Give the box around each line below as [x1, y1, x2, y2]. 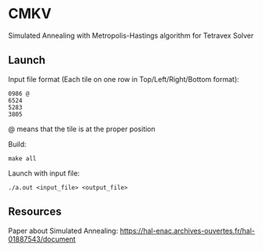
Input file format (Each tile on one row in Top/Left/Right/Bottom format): [8, 74, 239, 83]
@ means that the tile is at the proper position [8, 124, 155, 134]
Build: [8, 139, 27, 149]
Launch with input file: [8, 168, 80, 178]
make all [8, 154, 37, 162]
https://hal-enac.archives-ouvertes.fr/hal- [119, 226, 255, 235]
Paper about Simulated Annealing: [8, 226, 119, 235]
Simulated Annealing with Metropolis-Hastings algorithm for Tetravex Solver [8, 31, 254, 40]
